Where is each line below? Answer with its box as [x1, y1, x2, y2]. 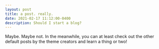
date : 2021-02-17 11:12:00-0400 [5, 16, 71, 21]
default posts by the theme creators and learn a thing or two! [5, 39, 127, 45]
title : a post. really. [5, 12, 54, 16]
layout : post [5, 7, 32, 12]
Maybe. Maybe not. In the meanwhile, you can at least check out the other [5, 34, 155, 39]
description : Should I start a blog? [5, 20, 82, 25]
